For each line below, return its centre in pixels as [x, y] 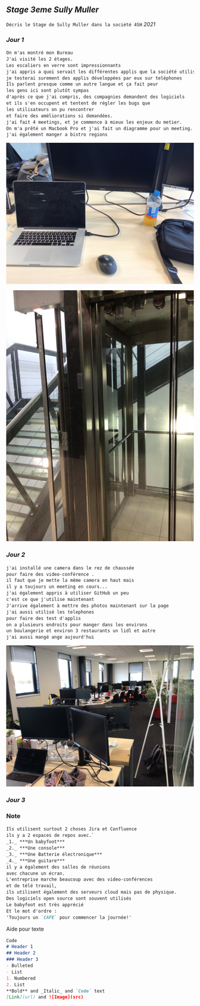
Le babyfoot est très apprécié [45, 904]
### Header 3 [22, 959]
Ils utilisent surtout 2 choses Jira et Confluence [71, 829]
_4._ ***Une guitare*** [36, 861]
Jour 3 [16, 800]
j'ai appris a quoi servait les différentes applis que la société [92, 72]
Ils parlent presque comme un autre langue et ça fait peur [82, 84]
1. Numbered [21, 978]
